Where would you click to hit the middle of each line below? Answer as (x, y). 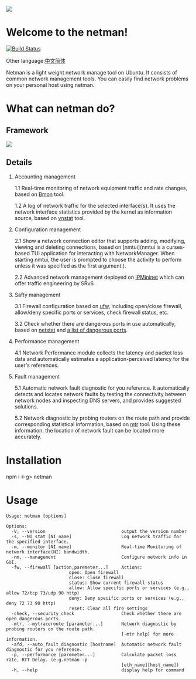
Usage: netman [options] (36, 516)
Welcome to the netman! (67, 33)
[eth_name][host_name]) (150, 665)
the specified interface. (37, 542)
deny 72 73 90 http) (31, 603)
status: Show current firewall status (116, 583)
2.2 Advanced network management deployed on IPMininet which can (99, 277)
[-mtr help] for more (148, 634)
